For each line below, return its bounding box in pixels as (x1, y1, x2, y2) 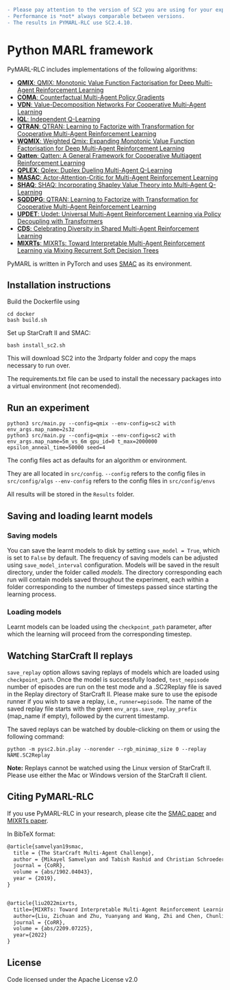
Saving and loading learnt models (7, 510, 153, 522)
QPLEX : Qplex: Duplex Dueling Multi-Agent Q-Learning (16, 165, 172, 174)
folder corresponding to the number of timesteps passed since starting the (7, 582, 218, 590)
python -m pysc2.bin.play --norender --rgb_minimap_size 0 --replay (7, 746, 207, 752)
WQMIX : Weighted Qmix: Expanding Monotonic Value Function (16, 137, 195, 145)
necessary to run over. (7, 361, 71, 370)
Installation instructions (7, 279, 111, 291)
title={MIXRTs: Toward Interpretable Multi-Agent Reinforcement (13, 906, 201, 913)
